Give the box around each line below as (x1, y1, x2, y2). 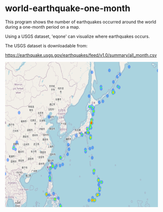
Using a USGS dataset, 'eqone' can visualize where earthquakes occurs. (5, 33, 150, 39)
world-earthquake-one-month (5, 3, 130, 14)
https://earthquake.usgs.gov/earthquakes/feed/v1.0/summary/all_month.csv (5, 52, 157, 58)
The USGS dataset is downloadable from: (5, 43, 88, 48)
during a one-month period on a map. (5, 24, 80, 30)
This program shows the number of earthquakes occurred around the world (5, 19, 157, 25)
